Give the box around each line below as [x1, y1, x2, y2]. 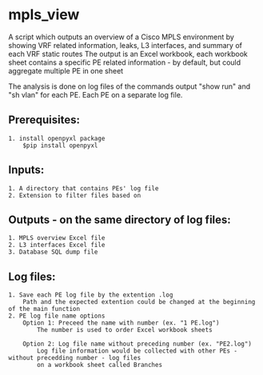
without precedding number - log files [8, 354, 141, 362]
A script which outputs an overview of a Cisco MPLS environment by [8, 32, 234, 42]
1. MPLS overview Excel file [8, 234, 106, 242]
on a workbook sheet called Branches [37, 361, 162, 369]
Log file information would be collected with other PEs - [37, 347, 238, 355]
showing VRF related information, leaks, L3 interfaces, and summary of [8, 40, 242, 50]
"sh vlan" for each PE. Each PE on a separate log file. [8, 90, 183, 99]
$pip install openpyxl [22, 142, 98, 150]
